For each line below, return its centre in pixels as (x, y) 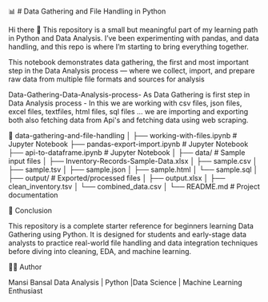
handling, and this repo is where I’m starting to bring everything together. (129, 47)
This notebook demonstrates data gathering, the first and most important (129, 62)
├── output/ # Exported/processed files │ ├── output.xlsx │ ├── (117, 178)
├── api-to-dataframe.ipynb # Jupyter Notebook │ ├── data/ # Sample (127, 153)
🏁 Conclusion (30, 211)
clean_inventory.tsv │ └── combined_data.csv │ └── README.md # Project (134, 187)
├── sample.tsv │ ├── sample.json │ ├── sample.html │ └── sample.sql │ (133, 169)
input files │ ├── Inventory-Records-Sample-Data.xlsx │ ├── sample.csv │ (133, 161)
